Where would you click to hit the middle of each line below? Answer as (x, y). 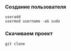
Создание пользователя (35, 7)
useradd (13, 17)
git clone (15, 44)
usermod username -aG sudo (33, 21)
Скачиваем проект (29, 34)
